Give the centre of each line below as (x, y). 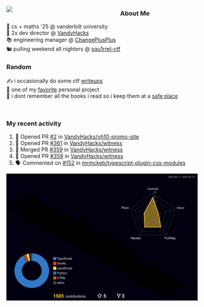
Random (19, 67)
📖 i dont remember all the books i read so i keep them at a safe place (92, 96)
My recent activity (34, 123)
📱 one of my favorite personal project (53, 89)
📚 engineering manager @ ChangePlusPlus (61, 40)
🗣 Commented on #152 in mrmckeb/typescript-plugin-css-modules (100, 163)
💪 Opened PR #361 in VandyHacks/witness (69, 143)
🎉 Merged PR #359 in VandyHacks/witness (69, 150)
